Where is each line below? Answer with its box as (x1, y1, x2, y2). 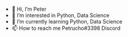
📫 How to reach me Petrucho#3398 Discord (11, 25, 121, 32)
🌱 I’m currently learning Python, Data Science (11, 18, 123, 25)
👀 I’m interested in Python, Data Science (11, 12, 110, 19)
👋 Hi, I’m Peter (11, 6, 47, 12)
